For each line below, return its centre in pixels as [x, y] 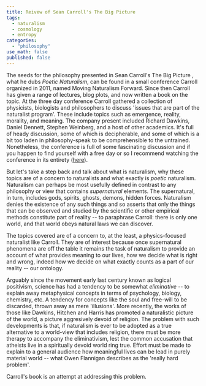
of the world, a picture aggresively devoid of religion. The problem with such [103, 319]
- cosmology [27, 29]
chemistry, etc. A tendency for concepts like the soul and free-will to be [97, 299]
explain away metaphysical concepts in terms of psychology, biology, [94, 293]
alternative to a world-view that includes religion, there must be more [93, 332]
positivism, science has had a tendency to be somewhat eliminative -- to [98, 286]
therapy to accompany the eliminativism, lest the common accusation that [100, 338]
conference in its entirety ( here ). [47, 159]
